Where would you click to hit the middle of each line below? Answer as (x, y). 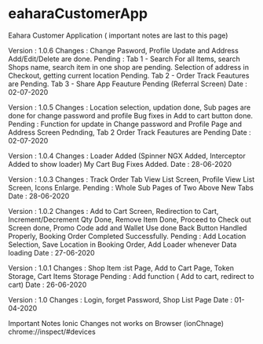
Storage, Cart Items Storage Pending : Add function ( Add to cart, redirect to (131, 276)
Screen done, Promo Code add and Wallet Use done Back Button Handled (128, 227)
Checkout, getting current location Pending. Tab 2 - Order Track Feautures (129, 75)
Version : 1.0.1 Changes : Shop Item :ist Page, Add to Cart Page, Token (121, 268)
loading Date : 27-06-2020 (52, 252)
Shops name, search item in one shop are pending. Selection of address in (129, 67)
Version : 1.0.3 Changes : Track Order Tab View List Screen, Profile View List (131, 179)
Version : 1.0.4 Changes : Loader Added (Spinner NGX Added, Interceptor (127, 156)
